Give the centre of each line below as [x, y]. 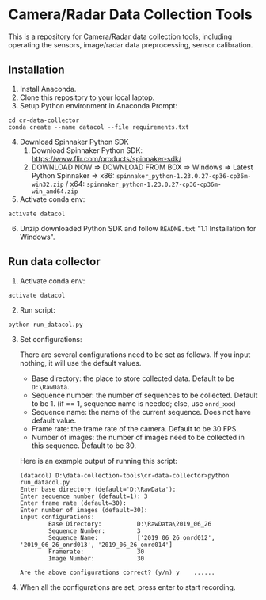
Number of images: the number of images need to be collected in [138, 437]
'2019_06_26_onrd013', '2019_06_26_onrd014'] [96, 545]
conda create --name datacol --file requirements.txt [99, 127]
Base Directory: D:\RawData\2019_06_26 [130, 524]
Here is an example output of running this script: [99, 461]
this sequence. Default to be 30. [84, 446]
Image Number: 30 [97, 558]
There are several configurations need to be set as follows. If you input [135, 355]
